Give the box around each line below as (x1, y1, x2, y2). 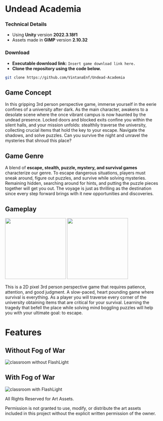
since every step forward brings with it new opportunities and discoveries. (5, 191, 154, 197)
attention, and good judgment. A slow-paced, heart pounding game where (5, 289, 154, 295)
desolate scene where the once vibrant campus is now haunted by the (5, 112, 146, 118)
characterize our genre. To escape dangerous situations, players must (5, 170, 146, 176)
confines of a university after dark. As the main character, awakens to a (5, 106, 148, 113)
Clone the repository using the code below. (12, 65, 101, 71)
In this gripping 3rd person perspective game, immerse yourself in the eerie (5, 101, 157, 107)
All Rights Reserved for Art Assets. (5, 396, 74, 401)
